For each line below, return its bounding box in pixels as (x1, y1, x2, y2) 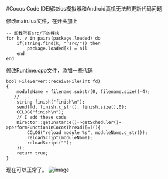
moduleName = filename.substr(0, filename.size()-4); (16, 89, 150, 95)
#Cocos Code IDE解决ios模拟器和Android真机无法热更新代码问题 (6, 5, 162, 12)
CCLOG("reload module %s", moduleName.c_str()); (27, 130, 148, 136)
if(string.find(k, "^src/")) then (16, 40, 101, 46)
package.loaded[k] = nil (27, 46, 88, 51)
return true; (16, 150, 49, 156)
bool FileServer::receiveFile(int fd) (6, 78, 101, 84)
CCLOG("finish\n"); (16, 109, 64, 115)
